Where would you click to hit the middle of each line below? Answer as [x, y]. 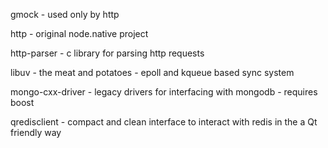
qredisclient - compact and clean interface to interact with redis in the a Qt [164, 122]
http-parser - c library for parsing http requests [107, 53]
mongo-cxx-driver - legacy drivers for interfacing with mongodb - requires [164, 92]
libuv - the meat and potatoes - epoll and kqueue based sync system [152, 72]
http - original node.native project [79, 33]
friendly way [36, 132]
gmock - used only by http [65, 14]
